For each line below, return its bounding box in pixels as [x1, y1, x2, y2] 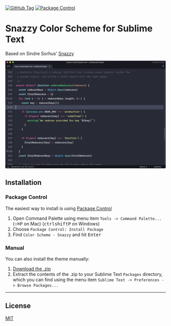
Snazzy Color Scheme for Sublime [5, 23, 153, 34]
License [5, 301, 31, 310]
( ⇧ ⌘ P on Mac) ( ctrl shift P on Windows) [12, 220, 100, 227]
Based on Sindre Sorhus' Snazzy [5, 50, 74, 56]
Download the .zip [12, 266, 51, 272]
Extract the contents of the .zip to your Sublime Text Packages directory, [12, 271, 163, 277]
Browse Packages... [17, 283, 59, 288]
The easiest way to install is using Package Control [5, 205, 112, 212]
